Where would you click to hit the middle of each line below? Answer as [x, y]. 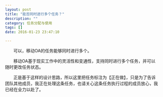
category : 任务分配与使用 [29, 23]
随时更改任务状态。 [24, 67]
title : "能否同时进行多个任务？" [35, 14]
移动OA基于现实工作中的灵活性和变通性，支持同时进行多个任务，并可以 [84, 61]
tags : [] [14, 28]
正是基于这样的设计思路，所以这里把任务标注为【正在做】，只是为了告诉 [85, 77]
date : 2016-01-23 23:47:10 [32, 32]
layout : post [18, 9]
